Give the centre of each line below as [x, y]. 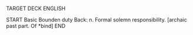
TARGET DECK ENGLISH [36, 8]
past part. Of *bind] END [36, 26]
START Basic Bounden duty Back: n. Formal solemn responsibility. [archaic [96, 20]
